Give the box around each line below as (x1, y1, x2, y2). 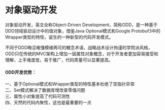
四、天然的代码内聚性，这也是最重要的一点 (5, 100, 92, 106)
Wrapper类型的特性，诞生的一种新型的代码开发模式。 (5, 34, 114, 40)
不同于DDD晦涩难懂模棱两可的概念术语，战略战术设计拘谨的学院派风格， (5, 44, 153, 50)
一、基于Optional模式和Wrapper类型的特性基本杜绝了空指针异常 (5, 81, 135, 87)
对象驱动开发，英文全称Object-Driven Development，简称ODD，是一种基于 (5, 22, 158, 28)
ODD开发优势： (5, 69, 37, 75)
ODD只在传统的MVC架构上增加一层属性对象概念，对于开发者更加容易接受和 (5, 50, 159, 57)
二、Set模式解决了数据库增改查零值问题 (5, 87, 85, 93)
